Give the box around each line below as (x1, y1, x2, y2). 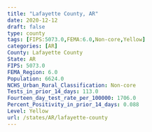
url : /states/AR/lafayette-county (7, 114, 109, 121)
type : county (7, 29, 46, 37)
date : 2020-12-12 (7, 17, 58, 24)
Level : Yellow (7, 108, 49, 115)
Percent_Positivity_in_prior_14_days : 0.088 (7, 101, 139, 108)
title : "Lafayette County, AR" (7, 10, 99, 17)
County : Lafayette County (7, 50, 83, 57)
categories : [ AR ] (7, 43, 58, 50)
